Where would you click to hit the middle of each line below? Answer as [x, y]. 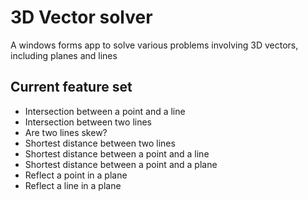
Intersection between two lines [88, 122]
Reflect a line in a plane [73, 185]
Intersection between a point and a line [105, 111]
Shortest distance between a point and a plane [121, 164]
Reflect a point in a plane [76, 175]
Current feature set [71, 87]
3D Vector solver [81, 17]
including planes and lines [64, 55]
